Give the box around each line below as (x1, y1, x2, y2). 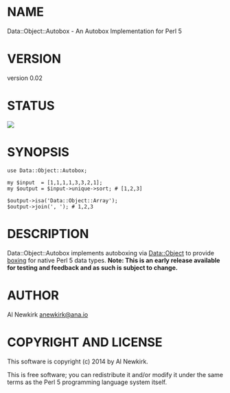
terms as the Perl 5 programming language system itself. (7, 378, 167, 386)
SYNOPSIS (7, 145, 70, 160)
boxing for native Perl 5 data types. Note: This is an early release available (7, 256, 220, 264)
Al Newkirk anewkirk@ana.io (7, 310, 89, 319)
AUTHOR (7, 287, 60, 303)
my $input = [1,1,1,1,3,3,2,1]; (7, 179, 103, 186)
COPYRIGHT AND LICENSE (7, 334, 163, 350)
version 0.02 (7, 74, 43, 82)
